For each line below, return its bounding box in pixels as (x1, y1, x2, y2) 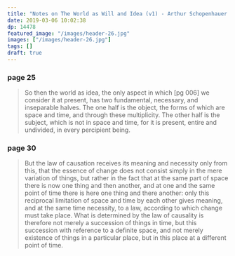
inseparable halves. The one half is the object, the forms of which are (24, 103, 226, 112)
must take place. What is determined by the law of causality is (24, 211, 204, 220)
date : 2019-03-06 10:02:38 (7, 17, 86, 24)
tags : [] (7, 43, 33, 50)
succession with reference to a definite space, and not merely (24, 226, 203, 235)
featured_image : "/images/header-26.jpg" (7, 29, 130, 37)
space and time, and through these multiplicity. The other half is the (24, 111, 220, 119)
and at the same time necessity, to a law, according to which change (24, 204, 223, 213)
